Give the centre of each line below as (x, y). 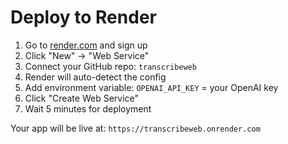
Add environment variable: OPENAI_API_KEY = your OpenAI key (151, 87)
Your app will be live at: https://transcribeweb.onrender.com (135, 128)
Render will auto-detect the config (95, 77)
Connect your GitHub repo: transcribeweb (110, 66)
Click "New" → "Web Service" (87, 55)
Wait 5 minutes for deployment (88, 108)
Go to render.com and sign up (86, 45)
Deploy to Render (83, 17)
